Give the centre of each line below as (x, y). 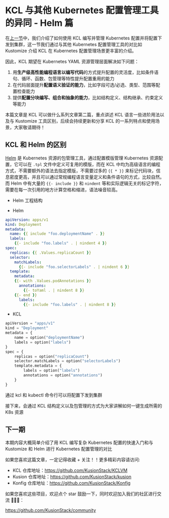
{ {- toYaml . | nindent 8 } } (54, 290)
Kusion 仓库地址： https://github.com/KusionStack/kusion (72, 477)
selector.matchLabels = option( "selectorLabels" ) (68, 361)
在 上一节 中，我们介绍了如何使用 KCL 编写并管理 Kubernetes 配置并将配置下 (84, 38)
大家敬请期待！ (30, 127)
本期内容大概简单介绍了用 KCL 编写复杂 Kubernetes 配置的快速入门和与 (79, 443)
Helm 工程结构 (27, 200)
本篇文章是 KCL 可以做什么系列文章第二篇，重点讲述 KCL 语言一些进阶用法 (82, 114)
